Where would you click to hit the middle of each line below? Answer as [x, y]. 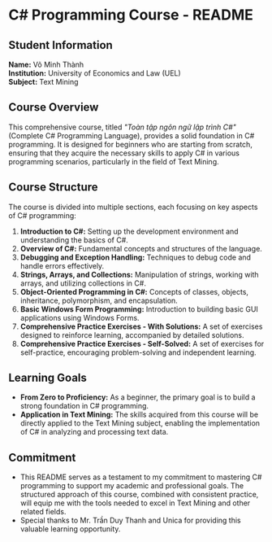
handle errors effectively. [62, 265]
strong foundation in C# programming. [84, 406]
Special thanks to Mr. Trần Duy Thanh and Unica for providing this [130, 520]
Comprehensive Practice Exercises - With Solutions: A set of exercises [141, 326]
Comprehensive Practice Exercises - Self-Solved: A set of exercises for [142, 343]
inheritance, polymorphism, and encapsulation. [99, 300]
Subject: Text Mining [43, 82]
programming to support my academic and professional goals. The [132, 486]
